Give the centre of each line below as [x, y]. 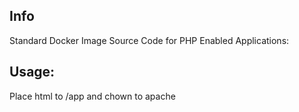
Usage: [32, 72]
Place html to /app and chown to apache [92, 96]
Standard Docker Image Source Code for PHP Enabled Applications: [149, 40]
